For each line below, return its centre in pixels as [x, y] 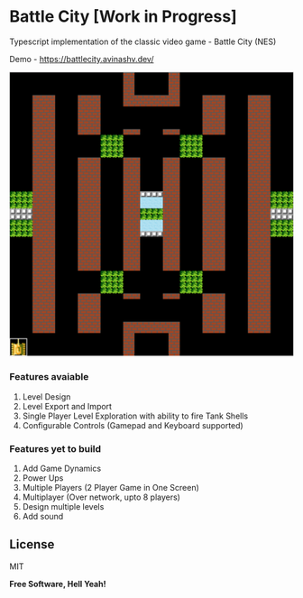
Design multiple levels [63, 506]
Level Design [46, 396]
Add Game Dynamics [62, 468]
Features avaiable [49, 377]
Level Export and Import [67, 406]
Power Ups [43, 478]
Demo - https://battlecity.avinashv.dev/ [82, 59]
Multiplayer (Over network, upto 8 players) [101, 497]
